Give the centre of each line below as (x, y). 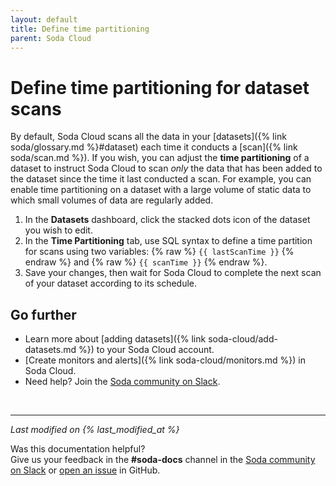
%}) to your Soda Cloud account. (146, 350)
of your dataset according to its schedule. (111, 283)
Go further (43, 314)
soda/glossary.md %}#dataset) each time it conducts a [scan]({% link (154, 147)
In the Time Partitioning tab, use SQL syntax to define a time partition (168, 241)
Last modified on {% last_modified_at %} (95, 430)
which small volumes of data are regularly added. (112, 200)
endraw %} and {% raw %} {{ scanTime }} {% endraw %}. (146, 262)
